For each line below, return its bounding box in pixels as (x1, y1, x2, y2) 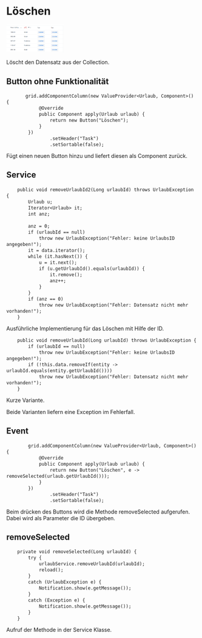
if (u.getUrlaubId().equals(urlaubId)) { (38, 265, 146, 271)
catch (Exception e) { (28, 597, 86, 603)
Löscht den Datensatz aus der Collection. (6, 59, 110, 66)
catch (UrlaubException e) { (28, 579, 102, 585)
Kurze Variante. (6, 396, 45, 404)
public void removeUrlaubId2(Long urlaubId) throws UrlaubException (17, 186, 194, 192)
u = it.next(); (38, 259, 78, 265)
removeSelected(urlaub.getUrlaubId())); (6, 473, 110, 479)
